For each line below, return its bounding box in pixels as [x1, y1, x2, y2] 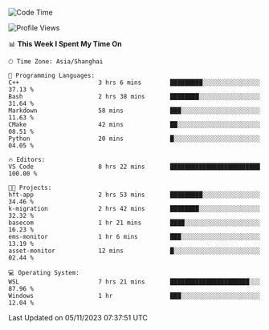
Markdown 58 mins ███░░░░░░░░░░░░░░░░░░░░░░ [8, 107, 261, 115]
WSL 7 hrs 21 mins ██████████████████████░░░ [8, 278, 261, 286]
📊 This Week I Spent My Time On [8, 39, 122, 48]
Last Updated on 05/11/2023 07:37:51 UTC [8, 313, 149, 322]
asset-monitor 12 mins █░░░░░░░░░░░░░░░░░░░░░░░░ [8, 247, 261, 255]
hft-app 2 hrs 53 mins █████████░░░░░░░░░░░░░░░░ [8, 191, 261, 199]
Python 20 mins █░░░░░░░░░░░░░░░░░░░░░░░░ [8, 135, 261, 143]
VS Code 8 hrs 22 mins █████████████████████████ [8, 163, 261, 171]
